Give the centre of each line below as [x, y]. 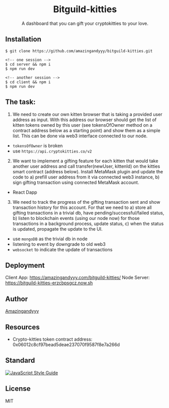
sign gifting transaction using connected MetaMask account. [76, 182]
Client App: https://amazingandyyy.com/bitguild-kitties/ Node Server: [78, 278]
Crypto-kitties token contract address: [52, 339]
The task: [20, 102]
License [18, 389]
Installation [23, 39]
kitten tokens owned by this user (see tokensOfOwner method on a [82, 125]
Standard [20, 361]
